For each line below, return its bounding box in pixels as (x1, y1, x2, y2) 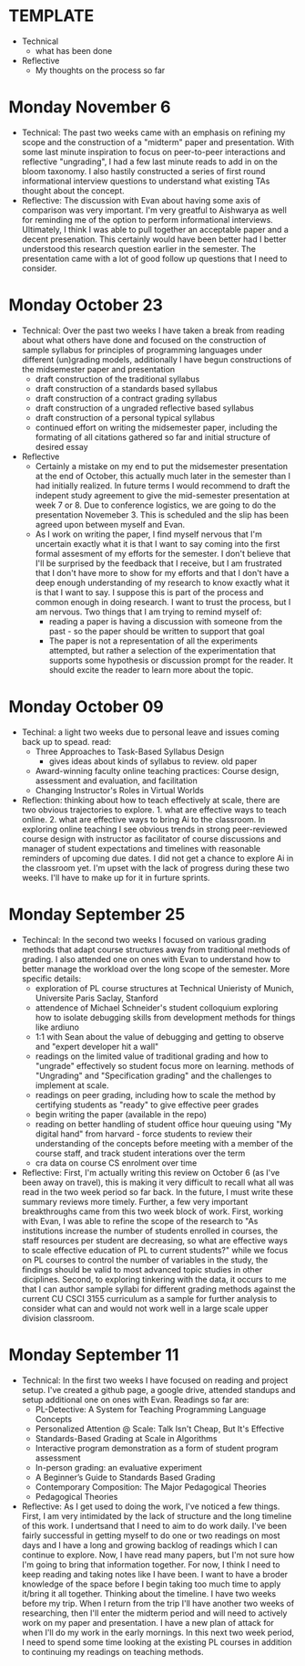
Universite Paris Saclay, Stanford (35, 992, 158, 1003)
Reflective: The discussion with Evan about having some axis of (21, 194, 261, 205)
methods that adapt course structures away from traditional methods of (21, 944, 290, 955)
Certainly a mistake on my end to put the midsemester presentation (35, 460, 289, 471)
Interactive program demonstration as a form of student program (35, 1442, 279, 1453)
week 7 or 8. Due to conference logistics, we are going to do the (35, 499, 277, 510)
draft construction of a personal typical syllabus (35, 412, 216, 423)
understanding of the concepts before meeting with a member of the (35, 1137, 293, 1148)
